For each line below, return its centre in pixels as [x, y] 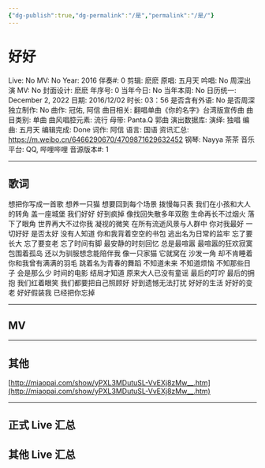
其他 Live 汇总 [42, 454]
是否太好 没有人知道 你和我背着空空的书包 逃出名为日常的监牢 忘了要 [142, 234]
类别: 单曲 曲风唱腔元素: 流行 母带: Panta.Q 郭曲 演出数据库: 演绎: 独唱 [128, 120]
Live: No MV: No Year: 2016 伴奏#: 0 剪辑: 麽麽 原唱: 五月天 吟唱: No [118, 80]
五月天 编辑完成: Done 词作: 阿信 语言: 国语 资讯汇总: [104, 129]
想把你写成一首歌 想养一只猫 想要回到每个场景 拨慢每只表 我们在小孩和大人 [129, 204]
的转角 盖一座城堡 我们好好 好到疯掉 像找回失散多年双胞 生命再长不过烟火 [127, 214]
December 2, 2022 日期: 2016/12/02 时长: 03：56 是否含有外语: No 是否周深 [132, 100]
